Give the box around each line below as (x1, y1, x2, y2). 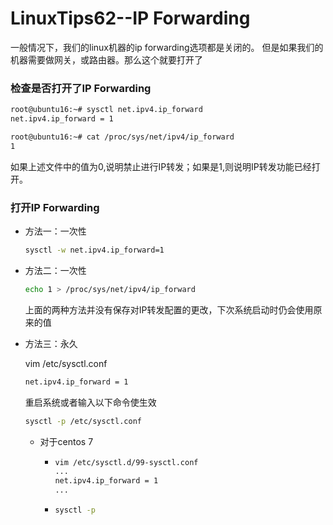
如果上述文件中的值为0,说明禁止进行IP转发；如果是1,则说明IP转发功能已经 (10, 160, 312, 172)
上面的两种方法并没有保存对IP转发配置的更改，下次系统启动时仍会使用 (24, 303, 314, 316)
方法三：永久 (24, 337, 78, 349)
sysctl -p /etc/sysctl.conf (24, 416, 142, 426)
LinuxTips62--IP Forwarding (10, 7, 251, 30)
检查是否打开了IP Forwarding (10, 81, 152, 95)
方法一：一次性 (24, 225, 87, 237)
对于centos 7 (39, 435, 94, 447)
